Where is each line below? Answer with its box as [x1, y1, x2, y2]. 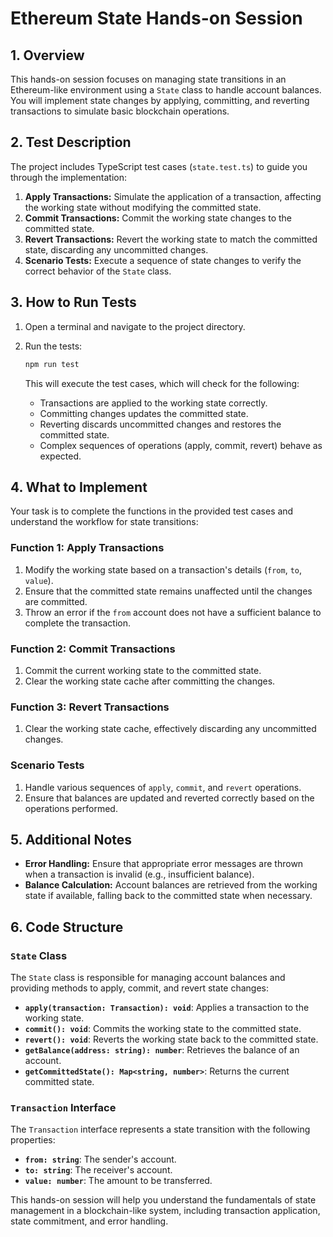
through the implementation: [10, 171, 127, 183]
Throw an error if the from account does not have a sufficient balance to [24, 606, 322, 618]
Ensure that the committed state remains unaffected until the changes [24, 585, 313, 597]
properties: [10, 1134, 56, 1146]
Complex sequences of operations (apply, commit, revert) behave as [39, 439, 323, 451]
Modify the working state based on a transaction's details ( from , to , [24, 563, 303, 576]
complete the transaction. [24, 617, 131, 629]
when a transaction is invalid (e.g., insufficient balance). [24, 868, 255, 881]
